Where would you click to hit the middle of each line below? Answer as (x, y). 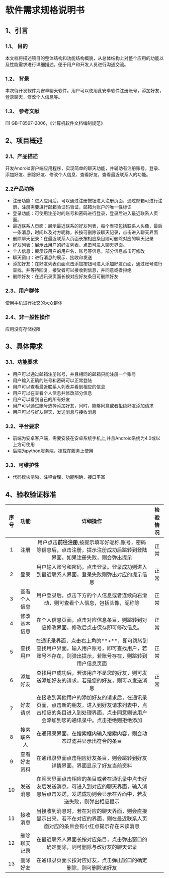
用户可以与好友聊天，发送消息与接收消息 (54, 412)
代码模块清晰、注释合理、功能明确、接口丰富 (59, 477)
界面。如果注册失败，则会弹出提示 (92, 558)
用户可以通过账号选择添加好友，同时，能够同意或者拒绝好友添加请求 (83, 405)
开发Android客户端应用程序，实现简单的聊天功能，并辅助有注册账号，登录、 (84, 168)
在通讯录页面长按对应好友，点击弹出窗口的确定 (92, 860)
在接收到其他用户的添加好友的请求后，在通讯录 (92, 698)
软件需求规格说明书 (45, 10)
